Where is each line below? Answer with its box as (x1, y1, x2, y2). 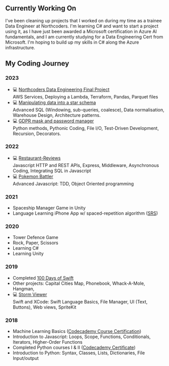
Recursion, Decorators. (12, 130, 61, 137)
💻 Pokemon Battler (12, 173, 53, 179)
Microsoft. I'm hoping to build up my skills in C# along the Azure (5, 39, 140, 45)
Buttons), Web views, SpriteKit (12, 304, 77, 310)
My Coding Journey (5, 59, 70, 68)
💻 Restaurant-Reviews (12, 155, 61, 161)
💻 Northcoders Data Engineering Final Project (12, 86, 110, 92)
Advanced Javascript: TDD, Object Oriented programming (12, 180, 134, 187)
